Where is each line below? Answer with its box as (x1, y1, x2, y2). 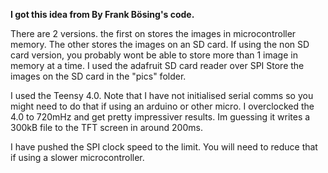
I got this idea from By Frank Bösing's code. (10, 9, 195, 20)
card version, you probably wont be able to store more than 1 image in (10, 49, 298, 61)
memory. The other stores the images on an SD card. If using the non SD (10, 39, 310, 50)
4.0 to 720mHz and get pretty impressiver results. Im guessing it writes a (10, 111, 311, 123)
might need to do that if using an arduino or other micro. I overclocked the (10, 100, 315, 112)
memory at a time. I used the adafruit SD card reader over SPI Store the (10, 60, 305, 71)
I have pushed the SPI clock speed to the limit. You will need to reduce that (10, 141, 318, 153)
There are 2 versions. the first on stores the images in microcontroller (10, 28, 297, 39)
